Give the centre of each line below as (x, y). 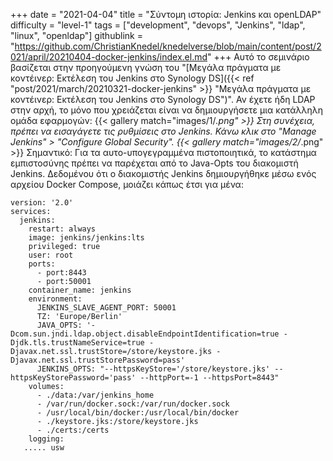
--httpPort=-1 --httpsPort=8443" (209, 378)
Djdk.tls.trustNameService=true (77, 343)
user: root (51, 255)
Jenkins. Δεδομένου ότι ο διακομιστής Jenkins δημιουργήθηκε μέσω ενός (163, 173)
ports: (42, 264)
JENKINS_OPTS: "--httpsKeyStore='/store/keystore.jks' (153, 369)
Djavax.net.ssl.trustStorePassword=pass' (98, 360)
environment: (55, 299)
